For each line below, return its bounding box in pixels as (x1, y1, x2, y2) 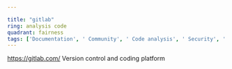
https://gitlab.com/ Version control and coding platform (7, 55, 166, 63)
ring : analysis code (7, 22, 68, 30)
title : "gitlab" (7, 16, 54, 23)
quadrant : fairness (7, 29, 64, 36)
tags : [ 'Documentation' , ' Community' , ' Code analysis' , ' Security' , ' (7, 35, 226, 42)
